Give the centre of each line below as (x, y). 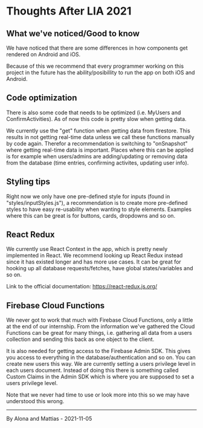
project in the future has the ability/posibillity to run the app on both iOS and (101, 73)
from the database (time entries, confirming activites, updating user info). (98, 163)
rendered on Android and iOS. (43, 54)
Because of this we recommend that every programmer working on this (95, 66)
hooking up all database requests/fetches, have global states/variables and (100, 268)
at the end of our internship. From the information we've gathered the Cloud (101, 326)
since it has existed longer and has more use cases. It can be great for (94, 262)
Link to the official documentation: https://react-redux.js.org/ (82, 287)
